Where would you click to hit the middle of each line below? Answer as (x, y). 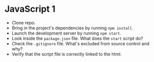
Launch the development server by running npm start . (66, 33)
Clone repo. (24, 23)
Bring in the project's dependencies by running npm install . (72, 28)
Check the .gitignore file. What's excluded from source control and (80, 43)
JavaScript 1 (30, 9)
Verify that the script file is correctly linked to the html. (67, 54)
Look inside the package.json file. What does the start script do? (77, 38)
